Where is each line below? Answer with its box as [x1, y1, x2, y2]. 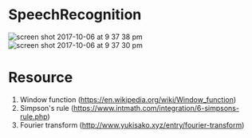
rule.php [19, 112, 48, 121]
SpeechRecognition [8, 6, 142, 24]
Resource [8, 69, 73, 87]
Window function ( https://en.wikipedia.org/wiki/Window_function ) [19, 94, 237, 104]
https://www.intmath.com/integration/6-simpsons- [73, 103, 239, 112]
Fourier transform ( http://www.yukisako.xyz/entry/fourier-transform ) [19, 120, 245, 129]
